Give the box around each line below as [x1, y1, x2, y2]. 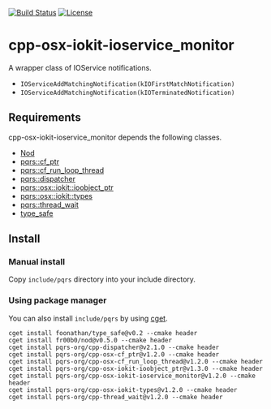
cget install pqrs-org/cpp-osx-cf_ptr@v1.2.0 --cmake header [8, 350, 220, 359]
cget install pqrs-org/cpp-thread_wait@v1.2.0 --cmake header [8, 393, 223, 401]
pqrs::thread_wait [19, 200, 79, 209]
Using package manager [8, 295, 107, 306]
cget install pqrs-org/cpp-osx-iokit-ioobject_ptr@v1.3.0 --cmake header [8, 364, 264, 372]
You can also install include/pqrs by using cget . [8, 313, 168, 323]
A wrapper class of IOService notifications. [8, 62, 152, 72]
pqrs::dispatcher [19, 174, 75, 183]
